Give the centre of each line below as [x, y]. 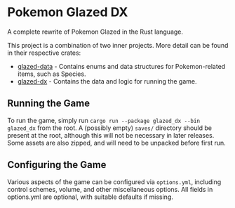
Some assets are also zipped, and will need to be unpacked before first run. [116, 143]
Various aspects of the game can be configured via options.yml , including [114, 182]
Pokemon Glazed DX [68, 12]
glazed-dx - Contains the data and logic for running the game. [107, 81]
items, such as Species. [52, 74]
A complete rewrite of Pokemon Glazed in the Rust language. [95, 32]
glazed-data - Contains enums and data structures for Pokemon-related [121, 66]
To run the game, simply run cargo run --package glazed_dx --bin [104, 120]
